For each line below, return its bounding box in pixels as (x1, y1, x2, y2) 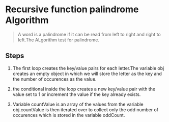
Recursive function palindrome (5, 4, 139, 15)
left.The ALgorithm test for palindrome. (17, 37, 99, 43)
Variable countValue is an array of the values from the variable (12, 101, 144, 107)
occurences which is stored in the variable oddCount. (12, 112, 125, 118)
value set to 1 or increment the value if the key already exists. (12, 91, 141, 97)
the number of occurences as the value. (12, 76, 97, 82)
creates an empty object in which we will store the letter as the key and (12, 70, 162, 77)
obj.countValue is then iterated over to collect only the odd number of (12, 106, 159, 113)
